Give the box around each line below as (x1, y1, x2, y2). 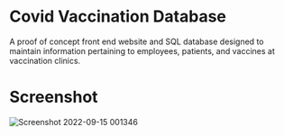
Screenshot (9, 87, 98, 107)
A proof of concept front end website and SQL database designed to (9, 36, 264, 47)
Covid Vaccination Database (9, 6, 227, 27)
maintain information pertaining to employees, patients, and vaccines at (9, 45, 275, 56)
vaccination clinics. (9, 55, 81, 66)
